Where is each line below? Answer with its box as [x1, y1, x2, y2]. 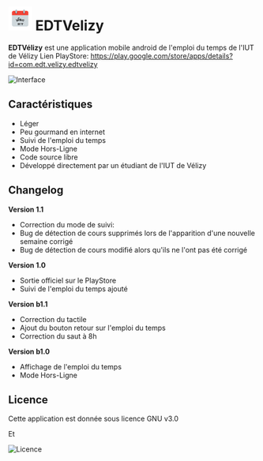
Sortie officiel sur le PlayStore [19, 275, 117, 285]
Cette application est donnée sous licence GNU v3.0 [8, 414, 179, 424]
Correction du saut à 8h [19, 331, 97, 341]
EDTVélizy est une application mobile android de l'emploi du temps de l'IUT [8, 43, 254, 52]
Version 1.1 [8, 204, 44, 214]
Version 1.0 [8, 260, 46, 270]
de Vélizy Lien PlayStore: [8, 51, 89, 61]
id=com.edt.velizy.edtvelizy [8, 59, 98, 69]
